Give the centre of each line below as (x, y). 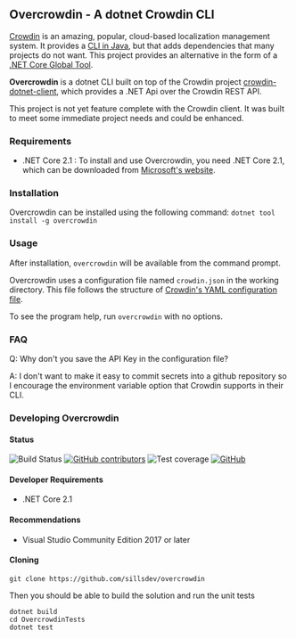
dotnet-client (33, 91)
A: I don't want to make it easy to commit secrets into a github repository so (148, 376)
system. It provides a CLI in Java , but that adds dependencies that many (142, 45)
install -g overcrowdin (53, 221)
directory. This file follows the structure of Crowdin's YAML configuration (144, 290)
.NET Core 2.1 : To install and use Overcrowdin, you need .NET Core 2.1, (153, 160)
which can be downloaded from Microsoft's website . (119, 170)
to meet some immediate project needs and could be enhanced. (127, 118)
